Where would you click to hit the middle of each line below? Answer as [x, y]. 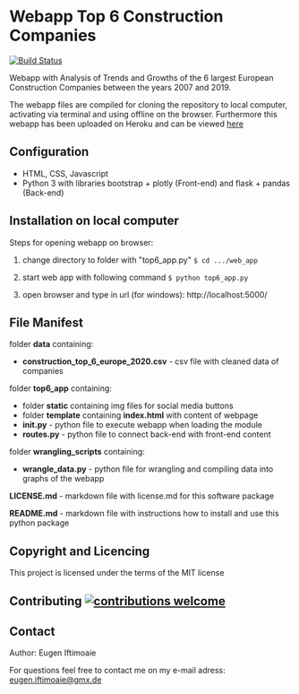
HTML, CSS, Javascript [65, 173]
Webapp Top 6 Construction [116, 17]
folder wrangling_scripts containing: [77, 452]
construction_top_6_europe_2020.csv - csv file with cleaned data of [150, 361]
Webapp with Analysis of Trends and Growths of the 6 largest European [141, 77]
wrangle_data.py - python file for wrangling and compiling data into [148, 469]
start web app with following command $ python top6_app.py [135, 277]
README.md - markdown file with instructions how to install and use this [144, 514]
